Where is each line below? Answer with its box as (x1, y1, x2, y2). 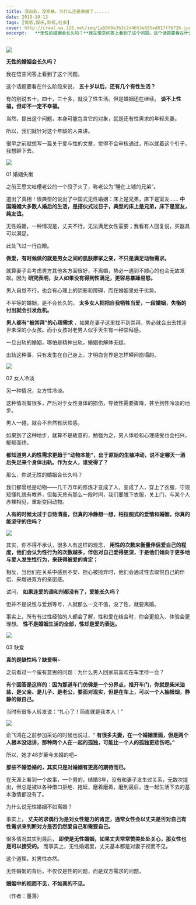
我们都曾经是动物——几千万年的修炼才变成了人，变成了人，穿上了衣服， (6, 484, 180, 491)
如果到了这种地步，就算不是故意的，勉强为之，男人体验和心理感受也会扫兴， (6, 432, 190, 439)
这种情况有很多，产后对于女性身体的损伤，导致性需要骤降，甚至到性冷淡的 (6, 400, 185, 407)
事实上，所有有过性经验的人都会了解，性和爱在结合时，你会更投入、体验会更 (6, 613, 190, 620)
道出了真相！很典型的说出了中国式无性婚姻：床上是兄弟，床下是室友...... (6, 195, 179, 202)
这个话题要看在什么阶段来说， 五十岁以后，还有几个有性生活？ (6, 83, 156, 90)
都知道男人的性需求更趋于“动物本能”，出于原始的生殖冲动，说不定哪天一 (6, 452, 181, 459)
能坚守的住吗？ (6, 518, 42, 525)
